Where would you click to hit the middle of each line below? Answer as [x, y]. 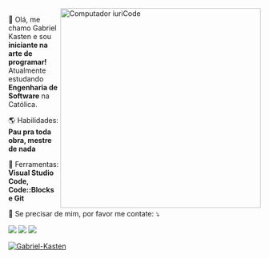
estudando [26, 79]
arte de [20, 54]
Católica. [23, 104]
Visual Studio [31, 173]
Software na [29, 96]
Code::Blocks [31, 190]
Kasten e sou [30, 36]
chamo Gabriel [32, 28]
